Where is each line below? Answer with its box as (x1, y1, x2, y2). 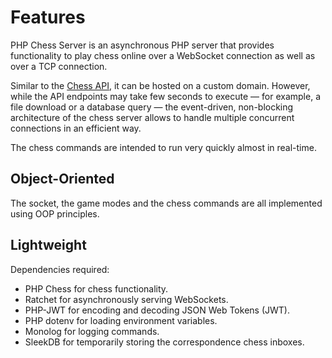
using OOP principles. (10, 207, 100, 220)
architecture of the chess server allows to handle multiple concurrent (10, 111, 295, 123)
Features (10, 6, 86, 29)
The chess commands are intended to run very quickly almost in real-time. (10, 141, 317, 153)
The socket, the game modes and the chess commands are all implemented (10, 197, 323, 209)
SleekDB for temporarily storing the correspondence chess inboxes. (24, 336, 305, 348)
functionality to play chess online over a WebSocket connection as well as (10, 49, 316, 61)
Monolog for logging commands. (24, 325, 160, 337)
